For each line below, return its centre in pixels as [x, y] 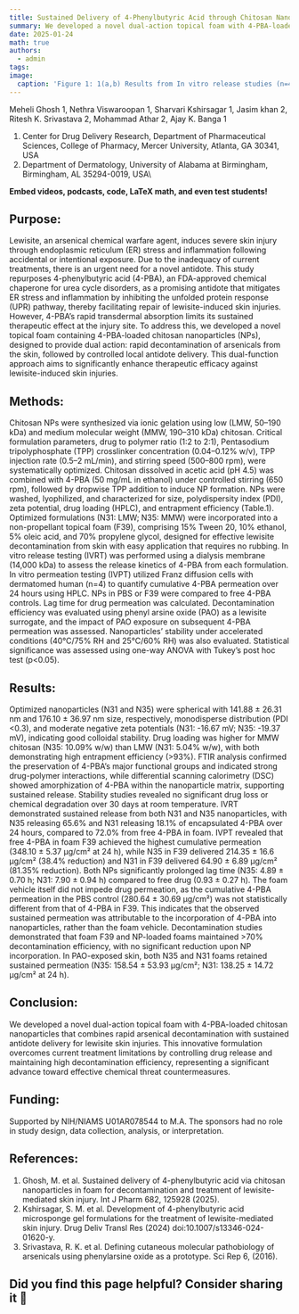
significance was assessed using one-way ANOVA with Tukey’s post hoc [142, 650]
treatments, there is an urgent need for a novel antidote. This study [132, 269]
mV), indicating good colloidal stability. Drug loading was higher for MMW [144, 738]
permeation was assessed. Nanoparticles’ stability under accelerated [136, 632]
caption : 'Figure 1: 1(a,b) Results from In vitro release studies [145, 84]
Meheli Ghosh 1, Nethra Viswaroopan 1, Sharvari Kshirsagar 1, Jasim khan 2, [148, 109]
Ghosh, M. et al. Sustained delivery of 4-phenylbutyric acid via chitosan [154, 1180]
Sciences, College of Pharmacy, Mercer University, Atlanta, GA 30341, [151, 145]
